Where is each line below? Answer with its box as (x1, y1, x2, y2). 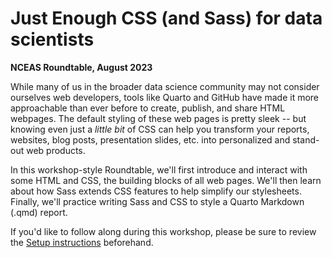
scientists (10, 28, 95, 51)
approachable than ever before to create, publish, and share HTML (10, 102, 286, 114)
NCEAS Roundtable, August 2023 (10, 61, 153, 73)
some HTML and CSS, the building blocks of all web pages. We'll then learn (10, 174, 322, 186)
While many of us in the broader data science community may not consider (10, 80, 320, 92)
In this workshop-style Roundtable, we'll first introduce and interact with (10, 163, 308, 176)
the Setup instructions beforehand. (10, 236, 154, 248)
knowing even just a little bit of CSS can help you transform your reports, (10, 123, 310, 135)
